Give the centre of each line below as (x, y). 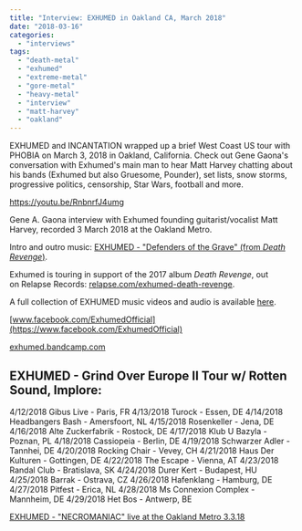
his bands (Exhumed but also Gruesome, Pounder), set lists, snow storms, (148, 175)
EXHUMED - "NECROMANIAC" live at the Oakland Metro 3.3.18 (127, 516)
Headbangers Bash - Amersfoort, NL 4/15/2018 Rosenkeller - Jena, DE (142, 422)
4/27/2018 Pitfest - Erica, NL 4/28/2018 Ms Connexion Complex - (132, 489)
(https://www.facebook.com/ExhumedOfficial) (96, 329)
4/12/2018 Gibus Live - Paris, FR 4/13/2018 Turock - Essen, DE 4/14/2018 (146, 411)
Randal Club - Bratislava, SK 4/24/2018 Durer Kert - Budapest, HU (133, 470)
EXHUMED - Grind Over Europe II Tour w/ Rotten (148, 375)
